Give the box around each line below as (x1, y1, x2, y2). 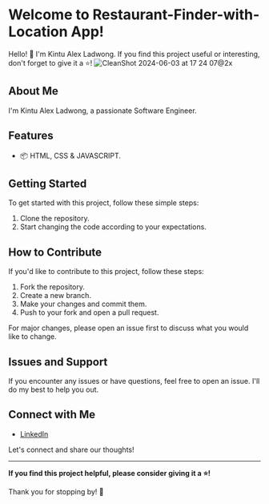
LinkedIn (19, 429, 49, 438)
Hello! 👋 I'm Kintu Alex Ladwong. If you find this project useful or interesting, (8, 49, 260, 58)
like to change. (8, 332, 58, 341)
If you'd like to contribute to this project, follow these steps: (8, 267, 204, 276)
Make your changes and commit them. (19, 299, 147, 309)
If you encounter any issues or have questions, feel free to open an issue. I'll (8, 377, 260, 385)
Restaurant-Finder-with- (92, 6, 260, 24)
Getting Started (8, 176, 87, 190)
